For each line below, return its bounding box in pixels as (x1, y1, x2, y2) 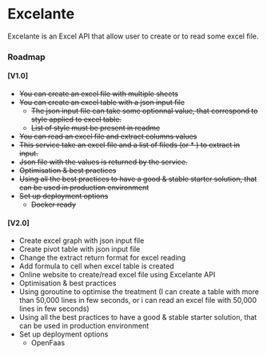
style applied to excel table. (30, 115, 122, 124)
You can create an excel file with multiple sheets (18, 89, 179, 99)
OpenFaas (30, 338, 66, 348)
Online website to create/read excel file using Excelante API (18, 270, 216, 280)
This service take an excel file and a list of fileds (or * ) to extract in (18, 140, 241, 150)
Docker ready (30, 200, 77, 209)
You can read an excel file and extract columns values (18, 131, 197, 141)
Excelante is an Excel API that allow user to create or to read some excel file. (7, 31, 259, 41)
